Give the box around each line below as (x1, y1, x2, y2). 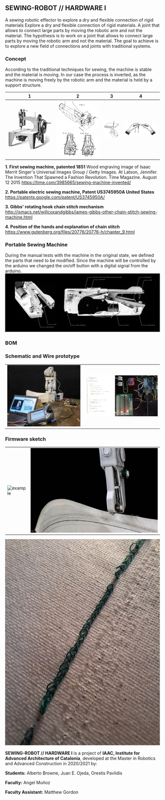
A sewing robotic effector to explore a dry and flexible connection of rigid (5, 17, 154, 23)
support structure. (5, 82, 42, 88)
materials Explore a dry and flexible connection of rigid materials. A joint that (5, 22, 160, 28)
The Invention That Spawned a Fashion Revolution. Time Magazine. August (5, 174, 157, 180)
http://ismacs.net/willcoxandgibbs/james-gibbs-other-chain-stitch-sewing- (5, 209, 158, 215)
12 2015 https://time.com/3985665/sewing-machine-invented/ (5, 179, 131, 186)
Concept (5, 55, 26, 62)
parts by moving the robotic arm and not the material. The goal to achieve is (5, 38, 159, 44)
